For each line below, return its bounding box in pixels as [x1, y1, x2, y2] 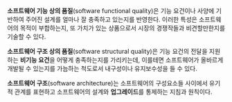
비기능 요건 [19, 56, 50, 64]
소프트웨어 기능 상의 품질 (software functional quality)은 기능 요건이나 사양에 [7, 7, 215, 14]
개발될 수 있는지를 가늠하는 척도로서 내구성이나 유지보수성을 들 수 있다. [7, 65, 197, 72]
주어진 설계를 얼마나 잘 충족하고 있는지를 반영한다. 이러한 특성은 [25, 15, 197, 23]
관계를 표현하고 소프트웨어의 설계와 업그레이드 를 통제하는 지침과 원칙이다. [14, 88, 213, 96]
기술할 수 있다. [7, 32, 46, 41]
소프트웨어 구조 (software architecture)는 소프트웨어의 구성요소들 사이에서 [7, 79, 208, 87]
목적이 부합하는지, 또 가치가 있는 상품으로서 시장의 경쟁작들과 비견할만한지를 [19, 24, 226, 32]
